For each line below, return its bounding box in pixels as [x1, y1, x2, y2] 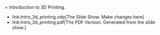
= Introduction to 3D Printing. [5, 4, 66, 10]
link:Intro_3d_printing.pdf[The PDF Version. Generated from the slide [12, 19, 155, 25]
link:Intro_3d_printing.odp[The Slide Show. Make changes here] [12, 14, 145, 19]
